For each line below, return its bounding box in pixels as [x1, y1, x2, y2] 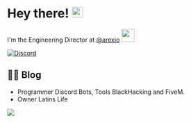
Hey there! [7, 6, 69, 22]
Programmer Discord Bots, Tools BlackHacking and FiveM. [17, 88, 185, 96]
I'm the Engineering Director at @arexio [7, 35, 120, 44]
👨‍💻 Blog [7, 69, 42, 81]
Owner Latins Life [17, 95, 68, 103]
